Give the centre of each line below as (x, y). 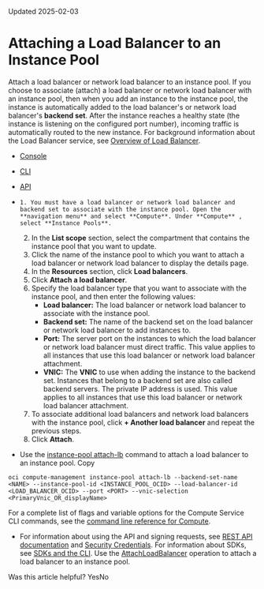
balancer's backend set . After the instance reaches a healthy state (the (124, 115)
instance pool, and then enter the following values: (113, 296)
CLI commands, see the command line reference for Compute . (110, 521)
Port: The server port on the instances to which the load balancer (149, 338)
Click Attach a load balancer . (79, 279)
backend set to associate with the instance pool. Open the (120, 209)
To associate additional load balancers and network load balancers (140, 414)
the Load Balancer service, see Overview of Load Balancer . (104, 141)
